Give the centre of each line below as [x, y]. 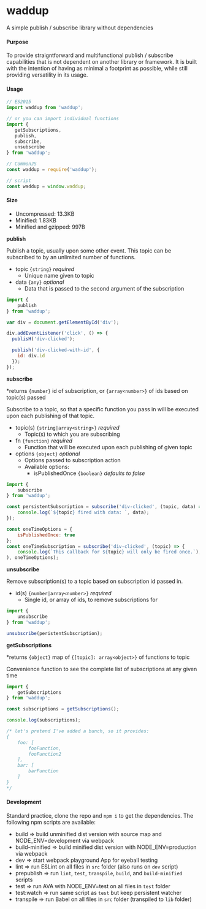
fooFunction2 [45, 754]
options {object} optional [48, 454]
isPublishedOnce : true [46, 535]
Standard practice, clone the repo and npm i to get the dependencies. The [100, 815]
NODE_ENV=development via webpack [65, 840]
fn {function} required [44, 440]
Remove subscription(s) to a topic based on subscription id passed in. [94, 581]
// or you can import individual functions [63, 119]
